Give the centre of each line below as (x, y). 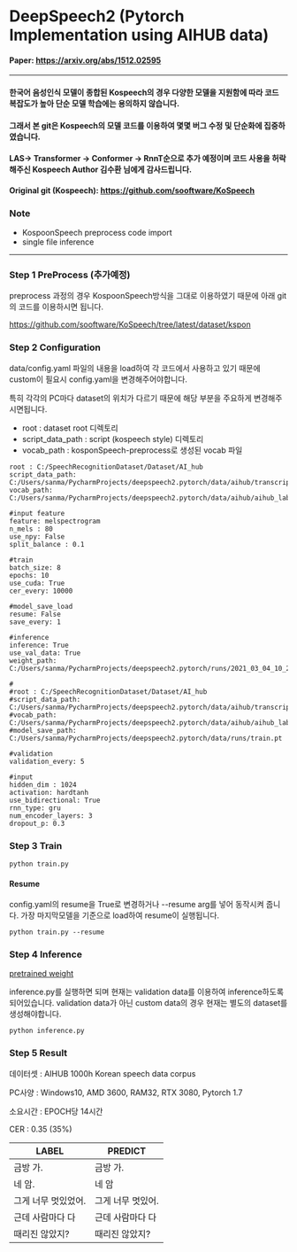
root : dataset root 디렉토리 (70, 428)
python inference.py (47, 1031)
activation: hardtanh (49, 792)
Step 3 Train (36, 845)
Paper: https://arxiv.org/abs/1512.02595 (85, 60)
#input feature (37, 513)
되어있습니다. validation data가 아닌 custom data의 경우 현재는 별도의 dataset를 (148, 1003)
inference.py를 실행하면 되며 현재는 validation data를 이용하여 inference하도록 (147, 992)
